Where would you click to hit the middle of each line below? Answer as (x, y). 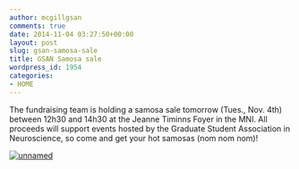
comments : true (38, 26)
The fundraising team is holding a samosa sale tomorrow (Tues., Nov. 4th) (146, 109)
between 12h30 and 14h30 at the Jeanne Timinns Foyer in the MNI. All (139, 119)
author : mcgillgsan (46, 17)
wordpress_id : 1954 (46, 68)
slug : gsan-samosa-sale (54, 51)
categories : (31, 76)
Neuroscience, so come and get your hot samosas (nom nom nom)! (134, 138)
